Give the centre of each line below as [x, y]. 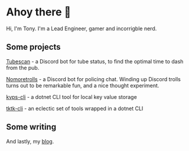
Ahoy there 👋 [39, 12]
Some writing [31, 127]
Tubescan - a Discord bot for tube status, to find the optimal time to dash [95, 61]
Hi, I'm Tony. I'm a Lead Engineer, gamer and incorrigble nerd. [82, 28]
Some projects [33, 47]
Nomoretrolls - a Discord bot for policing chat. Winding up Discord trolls [94, 79]
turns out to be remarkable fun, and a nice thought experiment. [83, 85]
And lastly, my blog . [30, 141]
